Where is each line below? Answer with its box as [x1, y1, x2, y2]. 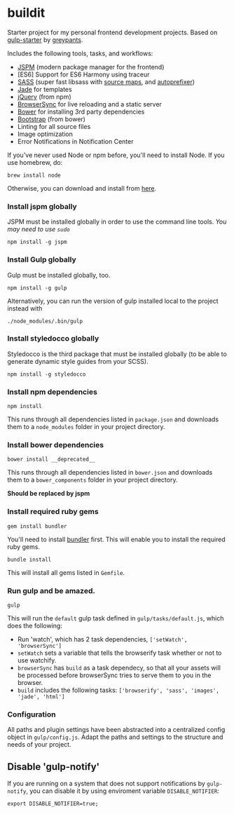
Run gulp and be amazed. [7, 585, 96, 595]
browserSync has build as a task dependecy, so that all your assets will [17, 664, 221, 672]
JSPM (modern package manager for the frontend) [17, 62, 165, 71]
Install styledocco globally [7, 334, 99, 344]
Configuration [7, 710, 56, 719]
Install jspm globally [7, 201, 77, 211]
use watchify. [17, 656, 57, 665]
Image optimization [17, 130, 74, 138]
